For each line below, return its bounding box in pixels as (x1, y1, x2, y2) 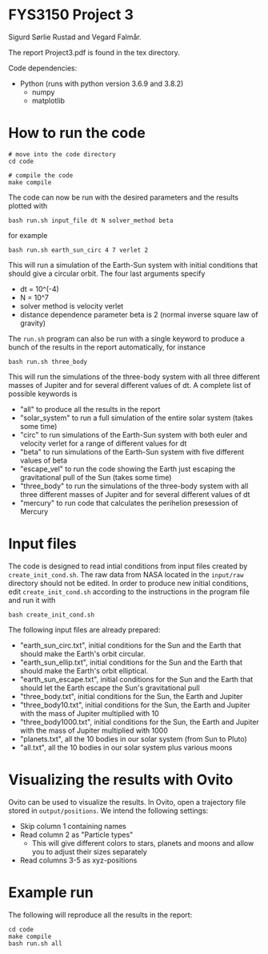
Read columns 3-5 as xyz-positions (19, 855, 138, 865)
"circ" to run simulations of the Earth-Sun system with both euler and (19, 430, 248, 439)
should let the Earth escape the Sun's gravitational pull (19, 683, 200, 693)
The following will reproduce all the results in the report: (8, 910, 193, 920)
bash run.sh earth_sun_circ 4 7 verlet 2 (8, 246, 149, 254)
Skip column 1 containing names (19, 821, 126, 831)
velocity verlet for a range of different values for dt (19, 439, 187, 448)
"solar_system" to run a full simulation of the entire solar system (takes (19, 413, 254, 422)
